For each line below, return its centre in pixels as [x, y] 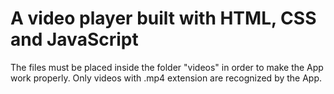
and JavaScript [74, 39]
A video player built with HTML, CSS [163, 18]
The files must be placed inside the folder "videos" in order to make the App [167, 67]
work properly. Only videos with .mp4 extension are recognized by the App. [166, 78]
